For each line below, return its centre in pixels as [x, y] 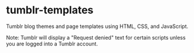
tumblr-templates [50, 10]
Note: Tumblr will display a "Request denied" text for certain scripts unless [96, 37]
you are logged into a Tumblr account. [52, 44]
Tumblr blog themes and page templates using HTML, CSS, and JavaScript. [97, 26]
